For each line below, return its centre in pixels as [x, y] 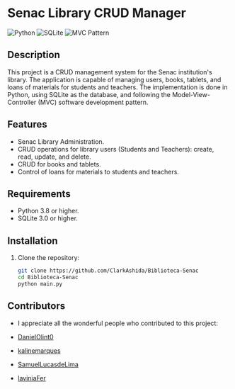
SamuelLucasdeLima [48, 364]
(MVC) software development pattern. [93, 102]
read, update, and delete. [54, 157]
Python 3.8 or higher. [48, 211]
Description [34, 55]
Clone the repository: [48, 258]
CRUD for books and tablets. [59, 164]
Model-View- [191, 94]
